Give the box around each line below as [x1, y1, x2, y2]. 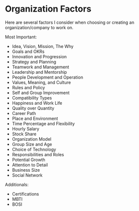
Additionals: [5, 181, 29, 187]
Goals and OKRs [12, 49, 45, 54]
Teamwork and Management [12, 64, 69, 70]
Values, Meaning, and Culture [12, 79, 71, 85]
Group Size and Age [12, 141, 52, 147]
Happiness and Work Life [12, 100, 63, 106]
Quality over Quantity [12, 105, 55, 111]
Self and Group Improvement [12, 90, 70, 96]
